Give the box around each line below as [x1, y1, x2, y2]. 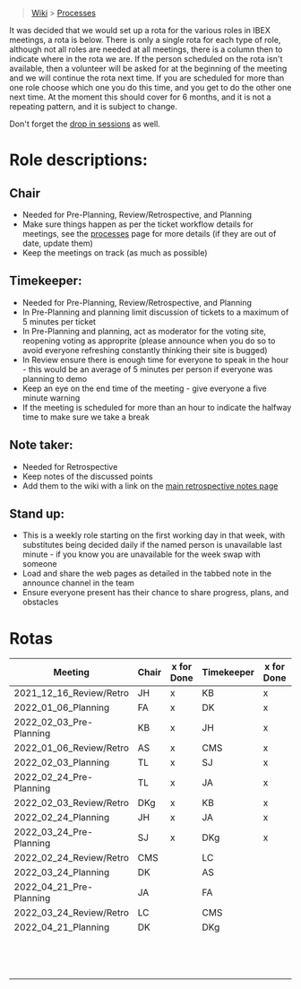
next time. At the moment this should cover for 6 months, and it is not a [9, 91, 271, 102]
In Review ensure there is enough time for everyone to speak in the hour [21, 354, 289, 365]
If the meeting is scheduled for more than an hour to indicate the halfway [21, 402, 292, 412]
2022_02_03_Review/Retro [13, 797, 130, 810]
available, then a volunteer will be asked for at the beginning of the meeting [9, 63, 288, 74]
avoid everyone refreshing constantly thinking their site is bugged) [21, 344, 268, 355]
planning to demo [21, 373, 88, 384]
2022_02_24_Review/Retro [13, 852, 130, 864]
